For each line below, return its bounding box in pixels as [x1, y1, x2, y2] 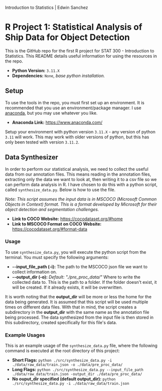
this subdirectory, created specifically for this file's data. [5, 319, 117, 325]
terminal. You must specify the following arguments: [5, 254, 109, 260]
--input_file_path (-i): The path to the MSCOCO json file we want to [12, 263, 147, 269]
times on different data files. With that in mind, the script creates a [5, 304, 137, 310]
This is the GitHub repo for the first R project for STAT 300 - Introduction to [5, 48, 155, 53]
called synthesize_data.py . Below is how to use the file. [5, 187, 116, 193]
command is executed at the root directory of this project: [5, 348, 120, 354]
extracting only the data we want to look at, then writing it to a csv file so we [5, 176, 157, 182]
